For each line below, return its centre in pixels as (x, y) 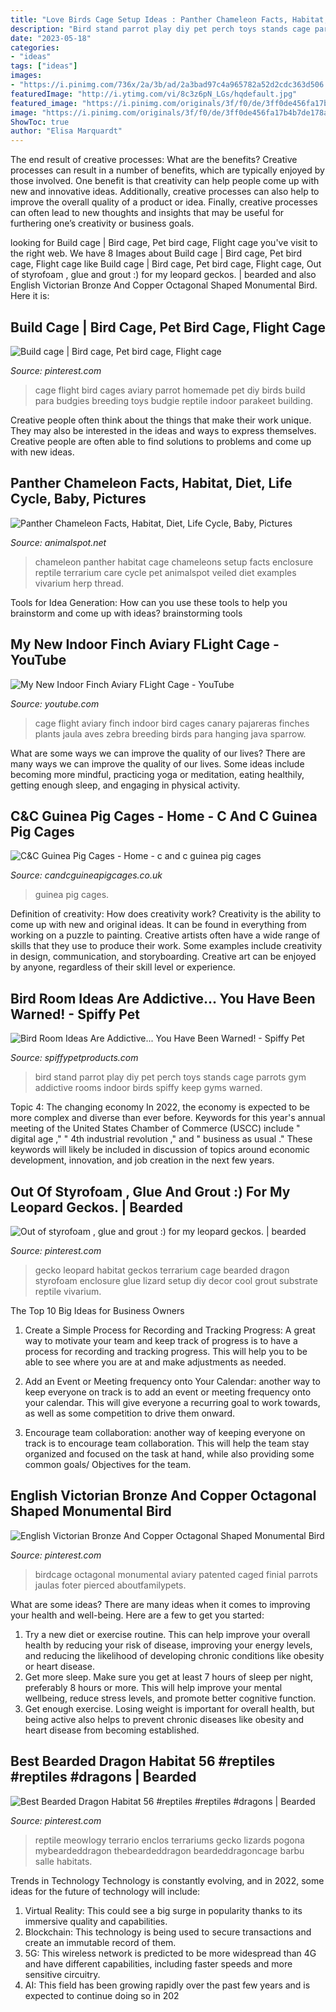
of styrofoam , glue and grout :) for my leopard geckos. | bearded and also (163, 275)
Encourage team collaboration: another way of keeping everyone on (165, 1432)
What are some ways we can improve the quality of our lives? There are (158, 753)
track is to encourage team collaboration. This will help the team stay (167, 1443)
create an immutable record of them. (100, 1942)
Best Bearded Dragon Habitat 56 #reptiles (143, 1761)
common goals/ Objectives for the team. (108, 1464)
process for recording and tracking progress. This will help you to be (166, 1351)
